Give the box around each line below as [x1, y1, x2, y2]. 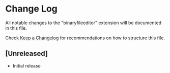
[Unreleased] [5, 49, 48, 58]
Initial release [12, 62, 41, 68]
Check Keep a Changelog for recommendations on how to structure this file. [5, 35, 165, 41]
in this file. [5, 25, 27, 31]
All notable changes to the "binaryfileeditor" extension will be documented [5, 20, 162, 26]
